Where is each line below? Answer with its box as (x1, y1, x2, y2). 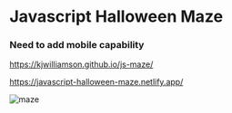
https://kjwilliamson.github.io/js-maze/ (9, 59, 154, 70)
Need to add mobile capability (9, 39, 145, 52)
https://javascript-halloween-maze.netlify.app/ (9, 77, 184, 88)
